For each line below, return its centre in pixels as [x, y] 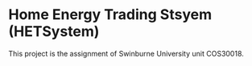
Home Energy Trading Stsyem [110, 15]
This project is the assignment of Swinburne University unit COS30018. [126, 53]
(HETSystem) [54, 31]
